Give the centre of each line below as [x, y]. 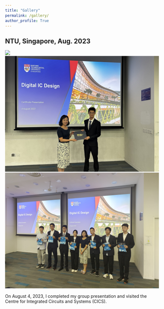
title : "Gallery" [23, 10]
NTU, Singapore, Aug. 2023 [48, 41]
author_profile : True [27, 21]
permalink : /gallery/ [27, 15]
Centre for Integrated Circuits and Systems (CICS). [56, 302]
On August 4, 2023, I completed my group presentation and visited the [76, 296]
